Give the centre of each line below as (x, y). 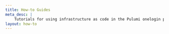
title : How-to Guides (28, 10)
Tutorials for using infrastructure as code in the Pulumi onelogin (88, 19)
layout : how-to (21, 24)
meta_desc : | (19, 14)
